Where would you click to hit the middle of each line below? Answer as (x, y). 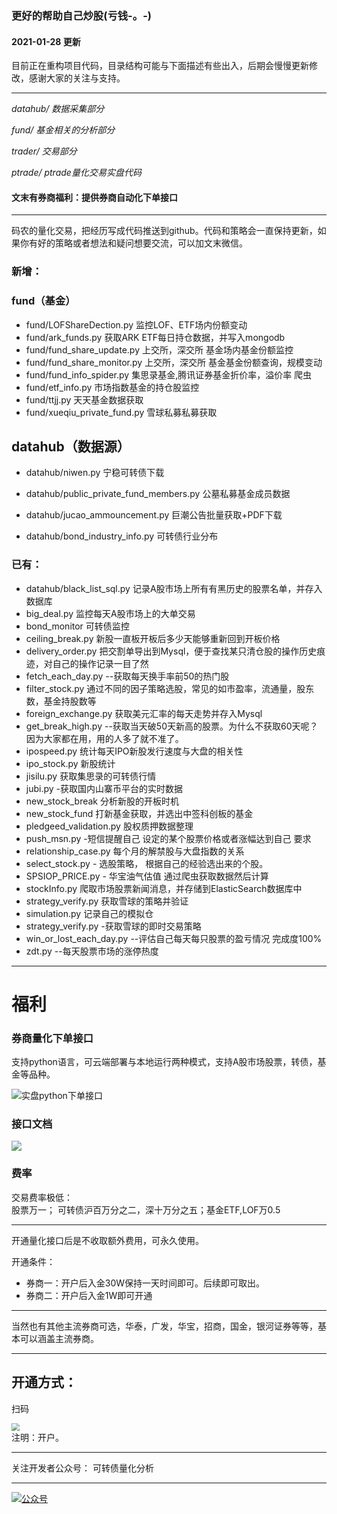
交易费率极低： (42, 1197)
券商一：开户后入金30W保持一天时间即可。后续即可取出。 (145, 1283)
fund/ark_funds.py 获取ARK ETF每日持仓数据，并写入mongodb (155, 337)
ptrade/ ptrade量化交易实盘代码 (76, 173)
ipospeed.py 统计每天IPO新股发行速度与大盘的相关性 (134, 751)
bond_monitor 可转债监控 (77, 626)
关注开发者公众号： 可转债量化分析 (82, 1468)
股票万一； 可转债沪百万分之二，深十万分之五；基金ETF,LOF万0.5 (146, 1209)
